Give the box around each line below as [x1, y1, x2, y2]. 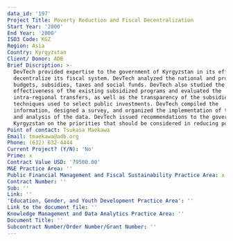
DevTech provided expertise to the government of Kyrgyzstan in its [13, 68, 216, 75]
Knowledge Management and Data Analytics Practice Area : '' [7, 210, 185, 217]
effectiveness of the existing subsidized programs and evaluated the [13, 88, 222, 94]
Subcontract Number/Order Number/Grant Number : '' [7, 223, 157, 230]
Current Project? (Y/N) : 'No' [7, 146, 95, 153]
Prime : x [7, 152, 33, 160]
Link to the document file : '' [7, 204, 98, 211]
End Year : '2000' [7, 29, 58, 37]
